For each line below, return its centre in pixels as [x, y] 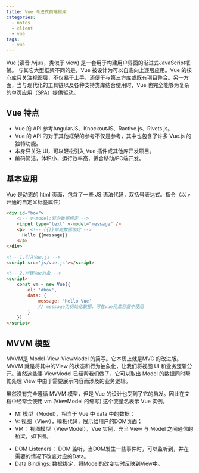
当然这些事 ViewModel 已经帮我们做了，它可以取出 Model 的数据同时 [101, 374]
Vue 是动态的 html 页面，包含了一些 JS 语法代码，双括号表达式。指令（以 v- [100, 194]
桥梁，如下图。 [33, 436]
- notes [21, 23]
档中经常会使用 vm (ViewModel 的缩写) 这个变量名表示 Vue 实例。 [87, 401]
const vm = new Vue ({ [43, 284]
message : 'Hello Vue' [65, 301]
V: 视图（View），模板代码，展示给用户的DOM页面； [79, 421]
